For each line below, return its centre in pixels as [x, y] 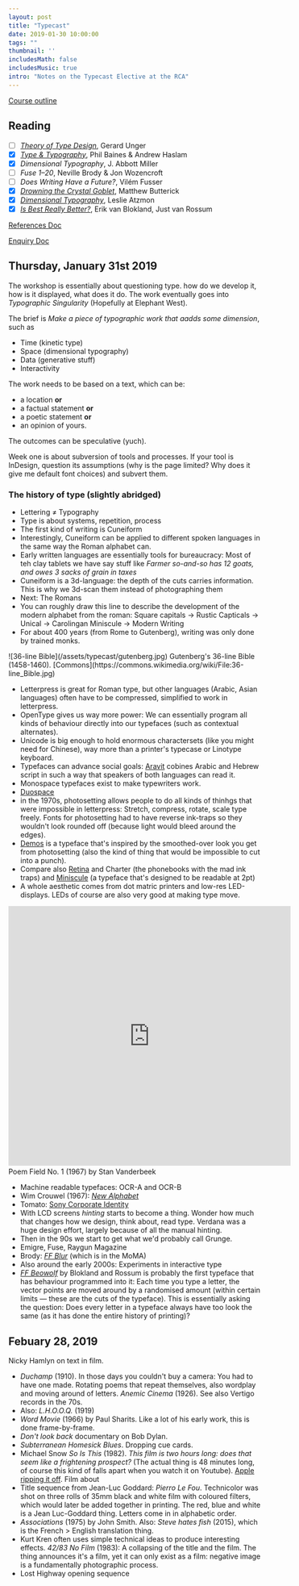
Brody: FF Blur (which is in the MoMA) [83, 1256]
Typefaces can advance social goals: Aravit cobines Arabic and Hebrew [139, 766]
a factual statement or [57, 408]
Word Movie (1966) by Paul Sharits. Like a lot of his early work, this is [135, 1419]
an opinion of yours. [53, 425]
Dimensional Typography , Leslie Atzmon [87, 200]
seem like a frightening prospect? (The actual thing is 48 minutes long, [137, 1462]
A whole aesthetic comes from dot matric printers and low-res [123, 887]
